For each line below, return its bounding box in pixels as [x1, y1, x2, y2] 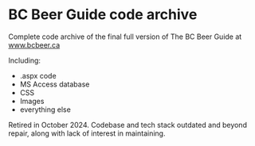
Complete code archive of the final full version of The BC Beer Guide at [8, 32, 242, 41]
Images [19, 96, 45, 106]
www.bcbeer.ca [8, 40, 61, 49]
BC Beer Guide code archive [8, 6, 198, 24]
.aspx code [19, 71, 57, 80]
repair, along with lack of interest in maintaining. [8, 129, 166, 138]
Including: [8, 56, 41, 65]
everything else [19, 105, 72, 114]
